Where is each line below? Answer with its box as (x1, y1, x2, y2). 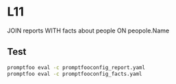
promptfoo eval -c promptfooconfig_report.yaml (7, 64, 146, 71)
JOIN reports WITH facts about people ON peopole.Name (7, 26, 170, 35)
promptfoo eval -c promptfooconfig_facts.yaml (7, 70, 142, 77)
